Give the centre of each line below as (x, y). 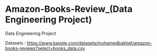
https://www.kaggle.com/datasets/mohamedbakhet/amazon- (89, 43)
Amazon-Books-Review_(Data (69, 9)
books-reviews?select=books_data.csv (45, 48)
